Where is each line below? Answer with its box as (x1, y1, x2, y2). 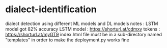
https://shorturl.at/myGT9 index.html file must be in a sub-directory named (5, 31, 162, 37)
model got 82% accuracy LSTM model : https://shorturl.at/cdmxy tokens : (5, 26, 160, 32)
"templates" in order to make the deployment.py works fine (5, 37, 130, 43)
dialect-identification (5, 4, 97, 15)
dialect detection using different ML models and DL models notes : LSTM (5, 20, 158, 27)
